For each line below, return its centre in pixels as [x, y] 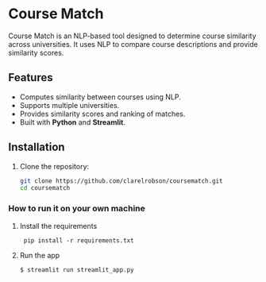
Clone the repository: [54, 166]
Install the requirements [58, 226]
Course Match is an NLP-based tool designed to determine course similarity [132, 36]
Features [31, 77]
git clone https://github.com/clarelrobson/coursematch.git [121, 181]
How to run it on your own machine [77, 209]
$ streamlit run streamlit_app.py [77, 270]
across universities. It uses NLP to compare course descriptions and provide [133, 44]
